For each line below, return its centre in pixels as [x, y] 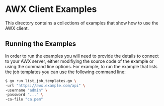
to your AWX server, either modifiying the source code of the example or [80, 61]
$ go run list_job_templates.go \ [41, 81]
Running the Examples [41, 44]
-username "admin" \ [27, 90]
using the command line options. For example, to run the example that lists [81, 66]
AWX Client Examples [51, 9]
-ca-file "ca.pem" [24, 100]
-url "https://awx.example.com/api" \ [45, 86]
